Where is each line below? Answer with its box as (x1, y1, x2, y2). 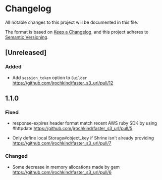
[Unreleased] (5, 48, 47, 57)
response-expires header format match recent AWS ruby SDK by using (12, 120, 157, 126)
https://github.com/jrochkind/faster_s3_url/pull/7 (12, 140, 111, 146)
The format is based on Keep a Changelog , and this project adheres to (5, 29, 149, 35)
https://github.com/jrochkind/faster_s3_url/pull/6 (12, 169, 112, 175)
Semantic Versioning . (5, 34, 49, 40)
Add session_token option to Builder (12, 75, 88, 81)
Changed (5, 153, 28, 160)
